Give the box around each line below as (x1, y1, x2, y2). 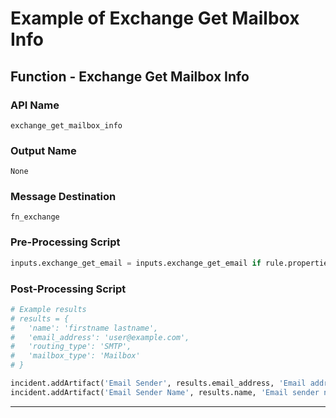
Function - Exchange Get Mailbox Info (10, 68, 250, 85)
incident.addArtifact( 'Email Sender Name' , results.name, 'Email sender (10, 387, 320, 397)
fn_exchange (10, 212, 60, 222)
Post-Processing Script (10, 282, 127, 296)
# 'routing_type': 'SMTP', (10, 342, 132, 352)
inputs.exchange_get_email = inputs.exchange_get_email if (10, 258, 262, 268)
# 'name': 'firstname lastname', (10, 323, 159, 333)
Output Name (10, 143, 77, 157)
